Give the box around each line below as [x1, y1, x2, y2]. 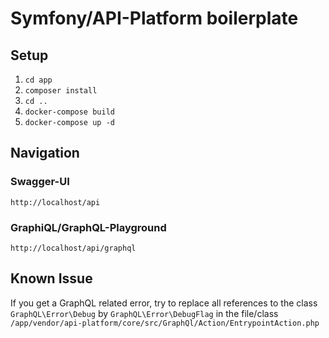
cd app [24, 75, 53, 85]
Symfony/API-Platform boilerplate [10, 7, 299, 30]
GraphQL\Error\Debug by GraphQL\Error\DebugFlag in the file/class [10, 307, 279, 319]
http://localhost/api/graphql [10, 243, 137, 253]
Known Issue [10, 270, 93, 287]
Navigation [10, 145, 80, 162]
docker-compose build [24, 107, 115, 117]
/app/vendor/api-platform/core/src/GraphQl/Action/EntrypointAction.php [10, 318, 320, 328]
